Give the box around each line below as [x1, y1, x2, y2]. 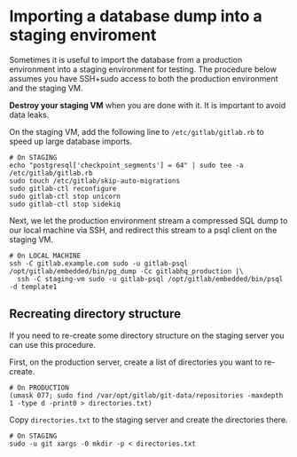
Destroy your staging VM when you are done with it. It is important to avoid [9, 99, 286, 110]
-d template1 [9, 282, 58, 291]
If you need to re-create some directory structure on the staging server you [9, 330, 285, 341]
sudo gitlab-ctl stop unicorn [9, 192, 121, 201]
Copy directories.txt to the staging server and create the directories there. [9, 414, 288, 425]
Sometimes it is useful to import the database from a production [9, 54, 243, 65]
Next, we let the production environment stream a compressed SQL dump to [9, 215, 288, 225]
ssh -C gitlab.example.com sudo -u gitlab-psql [9, 259, 189, 268]
